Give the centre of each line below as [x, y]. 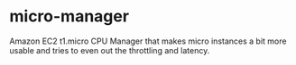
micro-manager [69, 16]
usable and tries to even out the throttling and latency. [110, 50]
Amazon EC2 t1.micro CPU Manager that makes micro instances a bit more [148, 41]
